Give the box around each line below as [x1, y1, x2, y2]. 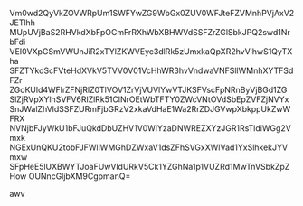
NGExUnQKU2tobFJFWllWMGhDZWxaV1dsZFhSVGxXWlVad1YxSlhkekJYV [9, 142, 288, 153]
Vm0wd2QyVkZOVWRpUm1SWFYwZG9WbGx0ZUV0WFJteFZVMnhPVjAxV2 [9, 8, 295, 18]
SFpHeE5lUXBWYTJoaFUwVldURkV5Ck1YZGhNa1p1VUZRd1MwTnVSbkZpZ [9, 162, 290, 172]
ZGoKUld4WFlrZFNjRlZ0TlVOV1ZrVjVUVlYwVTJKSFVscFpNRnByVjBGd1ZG [9, 85, 288, 95]
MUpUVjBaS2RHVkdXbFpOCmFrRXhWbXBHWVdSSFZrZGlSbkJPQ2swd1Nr [9, 27, 291, 37]
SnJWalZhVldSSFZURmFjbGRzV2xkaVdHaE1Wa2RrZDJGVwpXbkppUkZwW [9, 104, 291, 114]
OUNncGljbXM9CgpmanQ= [28, 171, 131, 182]
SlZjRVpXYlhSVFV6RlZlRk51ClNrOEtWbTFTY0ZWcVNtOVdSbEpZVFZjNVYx [9, 94, 289, 105]
